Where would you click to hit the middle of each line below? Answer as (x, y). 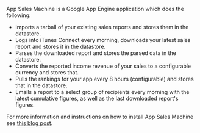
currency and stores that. (47, 72)
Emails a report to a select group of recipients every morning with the (102, 92)
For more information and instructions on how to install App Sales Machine (100, 117)
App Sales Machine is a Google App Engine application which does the (95, 9)
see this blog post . (30, 123)
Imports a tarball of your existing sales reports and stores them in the (102, 27)
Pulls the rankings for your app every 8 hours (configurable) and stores (104, 79)
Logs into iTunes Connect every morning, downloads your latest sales (103, 40)
